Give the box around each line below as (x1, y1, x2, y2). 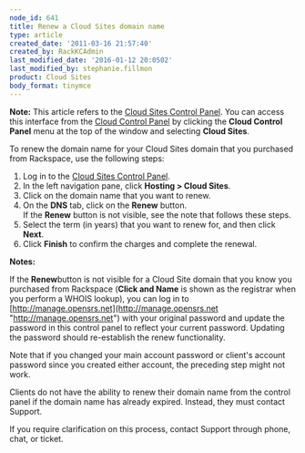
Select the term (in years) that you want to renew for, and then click (22, 219, 276, 230)
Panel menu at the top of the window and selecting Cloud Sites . (9, 125, 250, 137)
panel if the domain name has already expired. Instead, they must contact (9, 396, 285, 407)
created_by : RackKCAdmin (9, 47, 104, 57)
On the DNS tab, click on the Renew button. (22, 200, 188, 211)
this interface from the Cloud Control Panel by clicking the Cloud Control (9, 116, 283, 127)
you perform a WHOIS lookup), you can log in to (9, 293, 189, 304)
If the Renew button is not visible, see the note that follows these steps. (22, 209, 291, 220)
